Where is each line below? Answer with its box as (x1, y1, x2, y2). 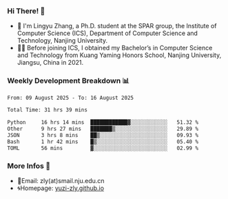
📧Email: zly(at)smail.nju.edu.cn (17, 177, 105, 185)
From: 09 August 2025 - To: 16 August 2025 (7, 94, 134, 101)
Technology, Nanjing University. (17, 36, 108, 45)
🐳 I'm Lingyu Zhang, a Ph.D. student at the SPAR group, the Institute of (17, 22, 217, 30)
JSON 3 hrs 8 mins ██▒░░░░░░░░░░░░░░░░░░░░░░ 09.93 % (7, 132, 198, 139)
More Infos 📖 (7, 161, 50, 171)
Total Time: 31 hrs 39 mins (7, 107, 88, 114)
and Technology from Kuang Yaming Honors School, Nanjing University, (17, 51, 222, 59)
